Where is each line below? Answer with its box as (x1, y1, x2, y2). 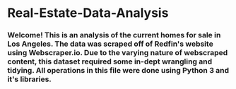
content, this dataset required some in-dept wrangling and (7, 57, 213, 66)
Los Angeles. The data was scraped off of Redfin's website (7, 39, 213, 49)
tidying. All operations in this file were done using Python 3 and (7, 66, 230, 76)
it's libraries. (7, 74, 52, 84)
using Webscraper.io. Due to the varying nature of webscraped (7, 48, 228, 58)
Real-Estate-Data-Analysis (7, 5, 169, 21)
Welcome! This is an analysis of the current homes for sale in (7, 30, 221, 40)
